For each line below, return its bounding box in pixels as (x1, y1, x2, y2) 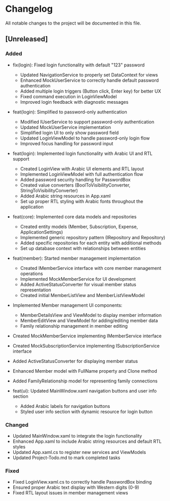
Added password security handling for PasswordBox (20, 176, 131, 183)
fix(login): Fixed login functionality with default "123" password (12, 62, 145, 68)
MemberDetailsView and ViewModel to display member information (20, 312, 162, 318)
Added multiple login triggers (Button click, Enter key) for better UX (20, 88, 161, 94)
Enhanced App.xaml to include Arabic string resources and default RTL (12, 438, 162, 444)
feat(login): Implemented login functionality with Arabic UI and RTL (12, 150, 153, 156)
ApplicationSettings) (20, 229, 63, 235)
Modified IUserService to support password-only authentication (20, 119, 154, 125)
